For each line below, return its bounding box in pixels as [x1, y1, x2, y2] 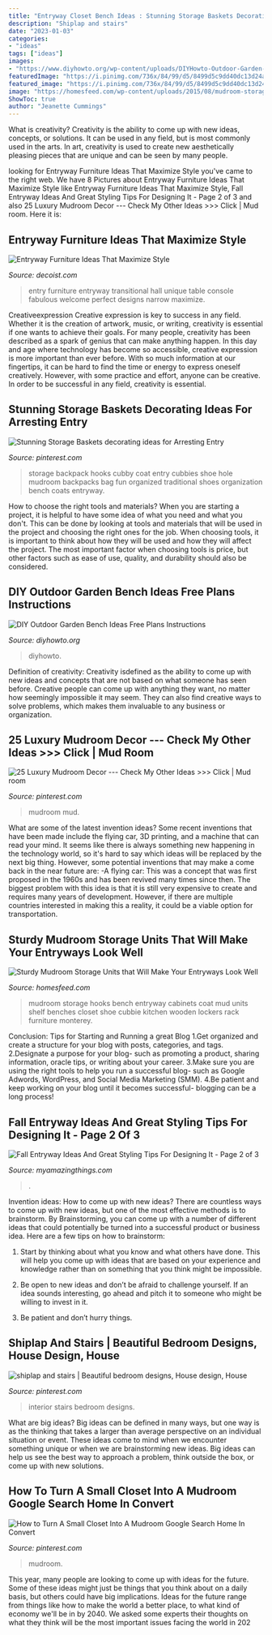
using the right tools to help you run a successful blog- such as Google [8, 1066, 245, 1076]
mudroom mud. [28, 807, 80, 817]
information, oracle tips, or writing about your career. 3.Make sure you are [8, 1057, 255, 1067]
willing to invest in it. [19, 1297, 89, 1306]
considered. [8, 561, 49, 571]
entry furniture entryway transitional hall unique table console [28, 286, 234, 295]
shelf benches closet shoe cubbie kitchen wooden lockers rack [28, 1007, 240, 1017]
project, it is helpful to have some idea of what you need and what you [8, 510, 243, 519]
